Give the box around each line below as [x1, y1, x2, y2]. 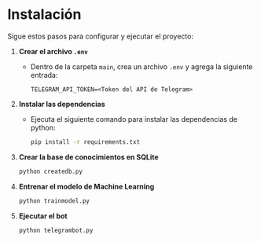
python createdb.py [18, 167, 83, 175]
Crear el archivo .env [18, 46, 88, 56]
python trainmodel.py [18, 196, 90, 205]
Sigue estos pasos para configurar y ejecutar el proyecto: [7, 31, 194, 41]
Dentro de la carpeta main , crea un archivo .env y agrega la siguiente [30, 61, 253, 71]
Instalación [7, 5, 82, 24]
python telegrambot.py [18, 226, 94, 234]
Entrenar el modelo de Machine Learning [18, 181, 155, 191]
